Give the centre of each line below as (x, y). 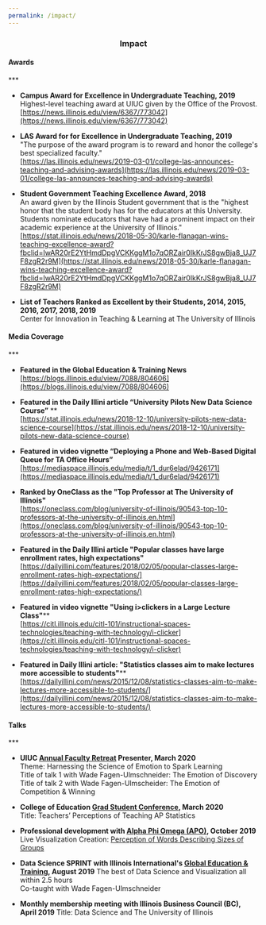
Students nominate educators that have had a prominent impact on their (137, 218)
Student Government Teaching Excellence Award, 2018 (113, 193)
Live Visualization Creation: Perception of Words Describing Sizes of (131, 839)
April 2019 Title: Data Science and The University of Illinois (116, 912)
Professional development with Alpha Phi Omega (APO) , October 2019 (138, 831)
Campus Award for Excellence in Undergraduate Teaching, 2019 (127, 95)
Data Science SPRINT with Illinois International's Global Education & (134, 863)
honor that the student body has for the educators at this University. (131, 210)
